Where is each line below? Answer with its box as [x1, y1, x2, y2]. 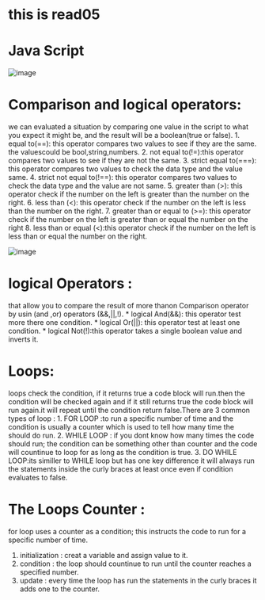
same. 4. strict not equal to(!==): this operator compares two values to [8, 173, 237, 182]
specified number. [19, 567, 79, 576]
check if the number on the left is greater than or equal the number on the [8, 215, 249, 224]
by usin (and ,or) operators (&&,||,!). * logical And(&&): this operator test [8, 309, 241, 319]
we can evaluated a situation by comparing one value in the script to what [8, 122, 249, 132]
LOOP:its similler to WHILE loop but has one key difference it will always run [8, 456, 255, 465]
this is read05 [8, 6, 100, 24]
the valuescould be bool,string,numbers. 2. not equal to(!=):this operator [8, 147, 244, 157]
